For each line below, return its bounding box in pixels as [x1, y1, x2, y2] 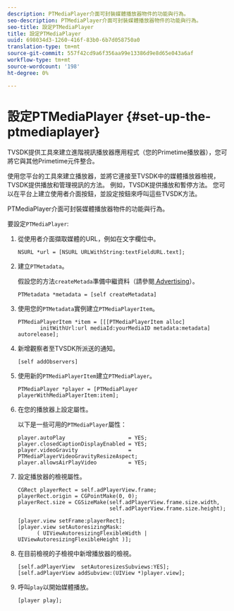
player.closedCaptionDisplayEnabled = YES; [17, 441, 148, 448]
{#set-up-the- [125, 108, 211, 124]
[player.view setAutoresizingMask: [17, 524, 123, 531]
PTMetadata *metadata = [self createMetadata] [17, 291, 157, 298]
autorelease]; [17, 331, 59, 338]
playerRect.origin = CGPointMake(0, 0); [17, 493, 138, 500]
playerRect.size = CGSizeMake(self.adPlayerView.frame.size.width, [17, 499, 220, 506]
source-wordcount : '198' [7, 63, 80, 70]
